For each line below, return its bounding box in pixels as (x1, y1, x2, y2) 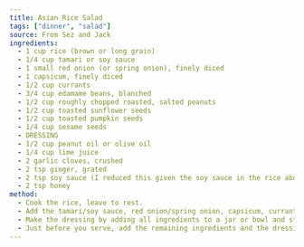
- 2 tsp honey (17, 182, 71, 191)
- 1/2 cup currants (17, 81, 91, 90)
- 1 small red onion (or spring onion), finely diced (17, 64, 224, 73)
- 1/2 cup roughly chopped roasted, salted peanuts (17, 97, 217, 107)
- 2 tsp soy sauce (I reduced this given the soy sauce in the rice (17, 173, 281, 182)
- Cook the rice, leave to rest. (17, 198, 144, 208)
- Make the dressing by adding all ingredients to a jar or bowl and (17, 214, 285, 224)
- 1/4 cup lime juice (17, 147, 100, 157)
